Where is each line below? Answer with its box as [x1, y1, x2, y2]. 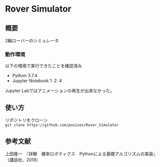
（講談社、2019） [5, 157, 40, 163]
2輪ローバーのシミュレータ [5, 38, 60, 43]
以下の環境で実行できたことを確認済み [5, 63, 82, 69]
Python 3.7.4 [12, 73, 38, 79]
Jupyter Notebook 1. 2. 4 [12, 78, 62, 83]
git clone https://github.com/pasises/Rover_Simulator [5, 123, 119, 128]
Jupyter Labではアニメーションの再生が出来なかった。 [5, 88, 115, 94]
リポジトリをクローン [5, 117, 48, 123]
